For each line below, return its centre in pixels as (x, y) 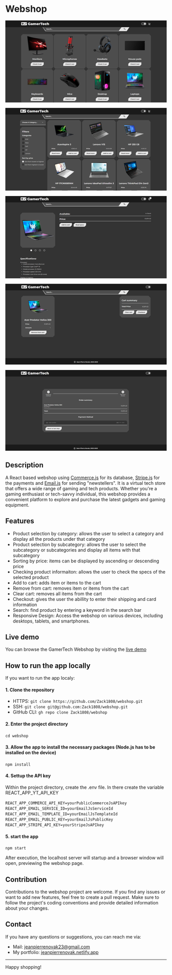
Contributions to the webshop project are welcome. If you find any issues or (85, 892)
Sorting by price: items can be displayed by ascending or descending (86, 561)
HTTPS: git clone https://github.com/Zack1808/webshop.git (78, 701)
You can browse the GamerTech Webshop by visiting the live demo (76, 649)
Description (24, 465)
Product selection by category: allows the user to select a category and (88, 534)
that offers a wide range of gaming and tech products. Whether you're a (81, 488)
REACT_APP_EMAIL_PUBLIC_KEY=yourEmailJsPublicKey (59, 820)
